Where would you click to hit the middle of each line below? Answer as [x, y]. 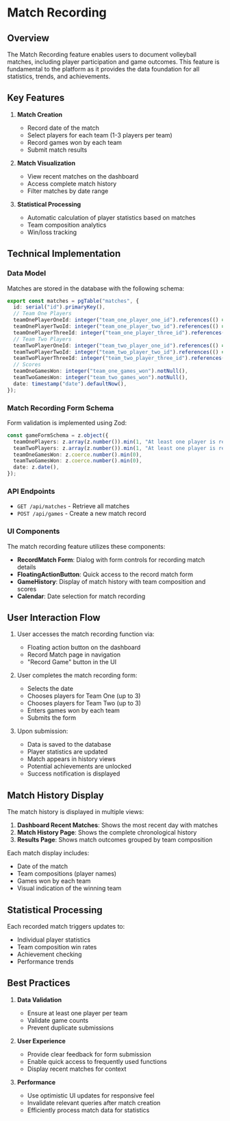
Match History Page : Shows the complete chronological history [107, 833]
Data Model [27, 273]
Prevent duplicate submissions [71, 1028]
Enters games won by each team [73, 711]
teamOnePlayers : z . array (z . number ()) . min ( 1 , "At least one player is [114, 442]
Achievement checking [49, 954]
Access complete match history [72, 183]
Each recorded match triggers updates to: [66, 927]
